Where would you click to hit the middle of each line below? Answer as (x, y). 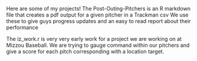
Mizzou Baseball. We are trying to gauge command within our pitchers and (98, 45)
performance (22, 27)
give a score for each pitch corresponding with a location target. (85, 52)
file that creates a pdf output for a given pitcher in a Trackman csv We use (98, 15)
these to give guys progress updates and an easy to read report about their (98, 21)
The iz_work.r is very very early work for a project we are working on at (94, 39)
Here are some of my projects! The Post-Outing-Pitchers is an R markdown (98, 9)
